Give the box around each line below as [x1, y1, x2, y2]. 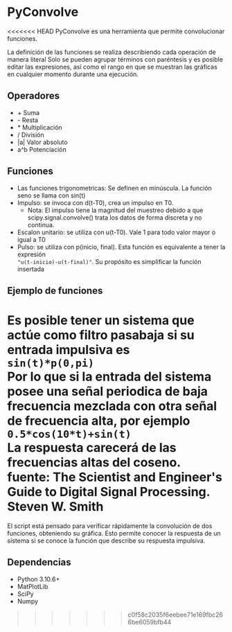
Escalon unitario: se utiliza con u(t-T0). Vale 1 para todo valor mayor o [17, 228, 216, 236]
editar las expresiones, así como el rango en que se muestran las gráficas [7, 62, 218, 71]
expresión [17, 250, 46, 258]
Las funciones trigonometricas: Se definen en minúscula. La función [17, 184, 213, 192]
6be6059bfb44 [127, 617, 172, 626]
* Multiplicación [17, 123, 62, 132]
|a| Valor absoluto [17, 138, 68, 146]
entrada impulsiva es [7, 342, 130, 358]
